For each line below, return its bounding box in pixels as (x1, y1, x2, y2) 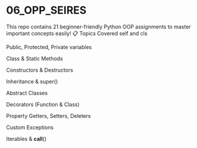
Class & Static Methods (6, 54, 63, 62)
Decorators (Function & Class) (6, 101, 80, 108)
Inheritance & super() (6, 78, 58, 85)
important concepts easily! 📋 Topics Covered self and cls (6, 30, 148, 37)
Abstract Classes (6, 89, 48, 96)
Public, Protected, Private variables (6, 43, 92, 50)
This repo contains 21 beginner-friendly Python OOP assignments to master (6, 23, 191, 30)
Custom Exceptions (6, 124, 54, 131)
